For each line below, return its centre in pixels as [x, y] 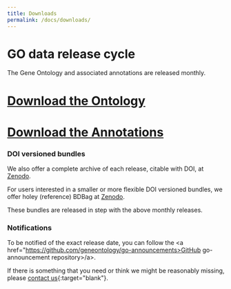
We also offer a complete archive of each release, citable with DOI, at [106, 169]
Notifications [30, 228]
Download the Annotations [86, 132]
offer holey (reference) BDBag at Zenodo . [66, 197]
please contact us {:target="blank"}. [58, 278]
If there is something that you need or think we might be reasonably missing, [116, 271]
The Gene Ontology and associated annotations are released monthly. [107, 73]
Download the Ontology [77, 101]
